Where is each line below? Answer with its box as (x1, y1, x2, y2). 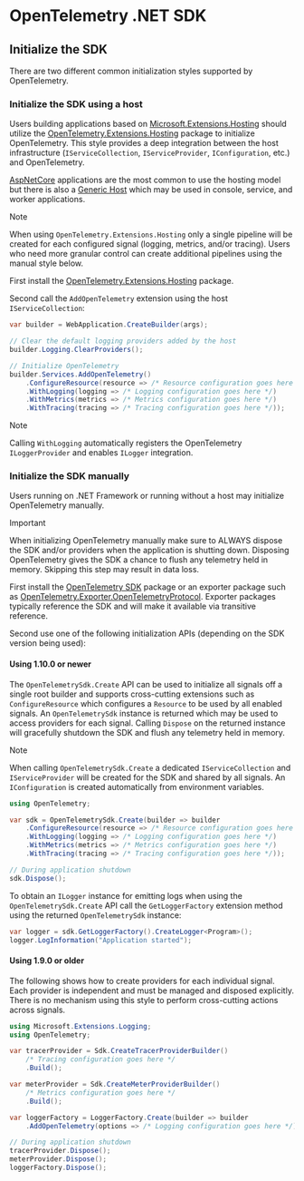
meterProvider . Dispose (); (9, 1155, 107, 1164)
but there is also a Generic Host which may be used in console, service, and (9, 184, 293, 195)
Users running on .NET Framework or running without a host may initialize (9, 491, 285, 502)
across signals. (9, 1004, 66, 1015)
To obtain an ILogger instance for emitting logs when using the (9, 890, 242, 901)
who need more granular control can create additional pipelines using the (9, 249, 282, 259)
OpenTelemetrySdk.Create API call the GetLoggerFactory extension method (9, 900, 283, 911)
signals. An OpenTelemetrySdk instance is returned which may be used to (9, 708, 279, 718)
